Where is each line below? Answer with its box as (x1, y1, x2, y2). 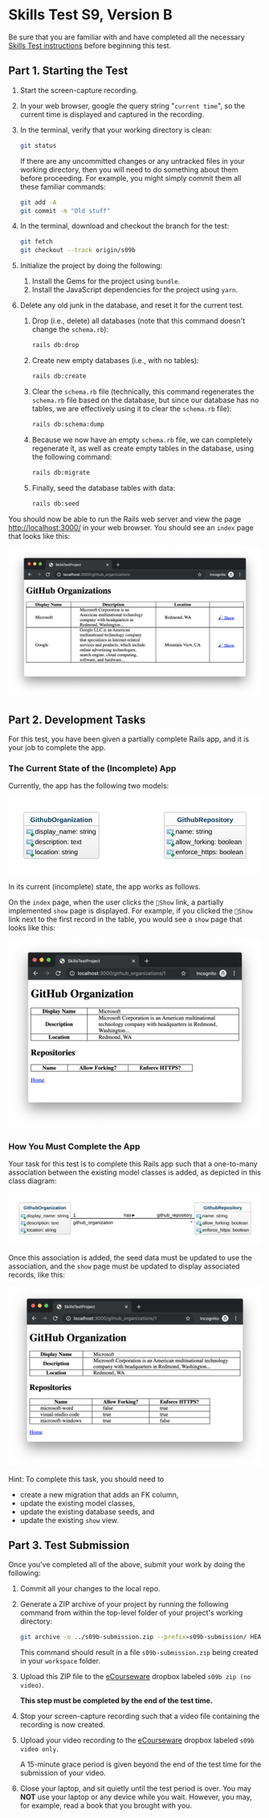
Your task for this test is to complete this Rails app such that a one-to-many (8, 1159, 259, 1169)
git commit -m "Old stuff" (19, 206, 111, 214)
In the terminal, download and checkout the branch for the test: (19, 221, 230, 231)
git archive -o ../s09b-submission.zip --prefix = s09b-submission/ (19, 1633, 247, 1641)
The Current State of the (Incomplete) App (8, 762, 177, 774)
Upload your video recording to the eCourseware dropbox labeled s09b (19, 1735, 255, 1745)
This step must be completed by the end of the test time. (19, 1696, 213, 1706)
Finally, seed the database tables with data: (31, 483, 176, 492)
